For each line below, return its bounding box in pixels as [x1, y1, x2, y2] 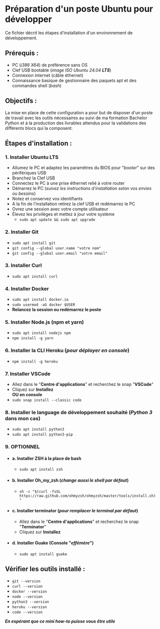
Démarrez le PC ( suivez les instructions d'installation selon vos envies [12, 186, 152, 192]
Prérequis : [5, 49, 39, 57]
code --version [12, 610, 43, 614]
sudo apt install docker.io [12, 297, 69, 302]
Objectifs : [5, 97, 37, 105]
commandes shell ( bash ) [12, 83, 62, 88]
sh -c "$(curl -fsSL [19, 489, 61, 494]
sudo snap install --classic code [12, 398, 82, 403]
